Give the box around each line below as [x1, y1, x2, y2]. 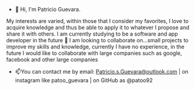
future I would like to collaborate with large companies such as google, [6, 50, 182, 57]
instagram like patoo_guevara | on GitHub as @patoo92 [14, 77, 153, 84]
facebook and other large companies [6, 56, 98, 63]
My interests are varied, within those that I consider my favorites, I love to [6, 18, 189, 24]
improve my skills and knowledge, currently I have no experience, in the [6, 43, 185, 50]
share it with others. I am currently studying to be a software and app [6, 30, 178, 37]
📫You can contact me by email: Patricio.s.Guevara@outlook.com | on [14, 68, 189, 75]
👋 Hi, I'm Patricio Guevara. [14, 6, 81, 13]
